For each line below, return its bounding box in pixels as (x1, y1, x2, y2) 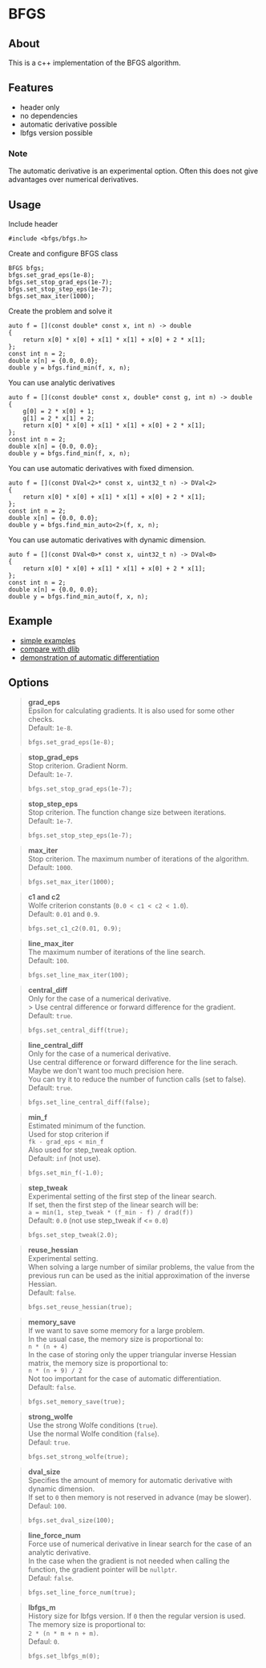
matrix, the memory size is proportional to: (27, 1358, 168, 1368)
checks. (27, 714, 54, 723)
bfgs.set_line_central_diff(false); (27, 1098, 151, 1106)
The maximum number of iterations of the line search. (27, 947, 206, 957)
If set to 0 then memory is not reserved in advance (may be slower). (27, 1492, 252, 1502)
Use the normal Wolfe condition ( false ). (27, 1428, 160, 1438)
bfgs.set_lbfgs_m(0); (27, 1652, 100, 1660)
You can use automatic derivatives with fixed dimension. (8, 463, 195, 473)
